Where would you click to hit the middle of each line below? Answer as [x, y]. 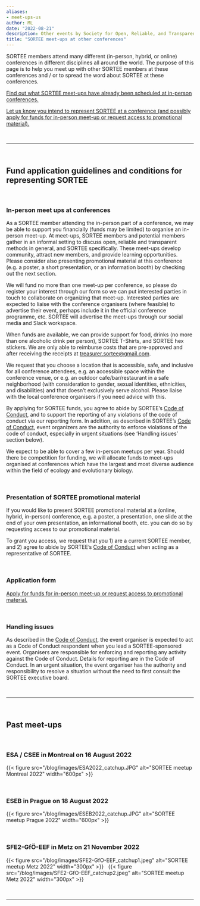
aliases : [17, 12]
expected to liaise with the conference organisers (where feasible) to [90, 304]
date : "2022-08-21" [30, 28]
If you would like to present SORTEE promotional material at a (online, [91, 510]
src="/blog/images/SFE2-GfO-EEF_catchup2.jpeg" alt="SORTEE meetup [95, 873]
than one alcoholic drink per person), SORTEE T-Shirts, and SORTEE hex [95, 341]
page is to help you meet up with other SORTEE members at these [87, 69]
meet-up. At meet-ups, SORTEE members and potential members [105, 236]
